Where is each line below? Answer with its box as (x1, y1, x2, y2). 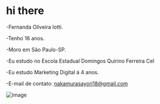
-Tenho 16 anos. (6, 34, 45, 41)
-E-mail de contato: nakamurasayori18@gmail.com (6, 80, 128, 87)
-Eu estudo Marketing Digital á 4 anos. (6, 68, 99, 75)
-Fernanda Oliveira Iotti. (6, 23, 63, 30)
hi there (6, 4, 45, 18)
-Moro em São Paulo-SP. (6, 46, 66, 53)
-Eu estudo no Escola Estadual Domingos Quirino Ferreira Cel (6, 57, 155, 64)
